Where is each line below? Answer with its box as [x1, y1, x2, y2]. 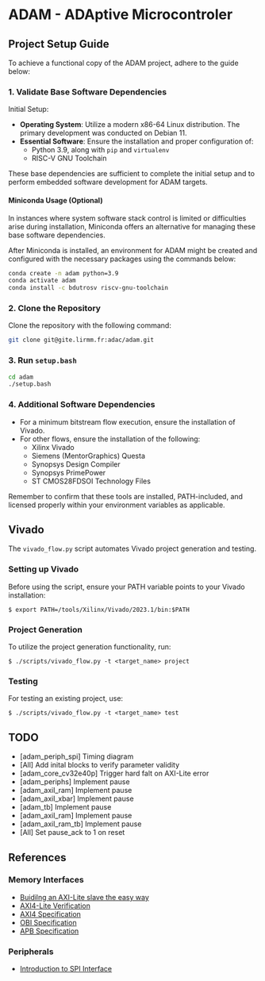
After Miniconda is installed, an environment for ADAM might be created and [8, 245, 258, 255]
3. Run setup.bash [8, 355, 77, 366]
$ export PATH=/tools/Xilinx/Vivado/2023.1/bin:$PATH [8, 606, 190, 614]
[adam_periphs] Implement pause [19, 777, 130, 787]
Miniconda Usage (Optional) [8, 195, 103, 205]
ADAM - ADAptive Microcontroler [8, 6, 233, 24]
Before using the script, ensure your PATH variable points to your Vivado [8, 582, 245, 591]
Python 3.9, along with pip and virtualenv [31, 145, 170, 155]
